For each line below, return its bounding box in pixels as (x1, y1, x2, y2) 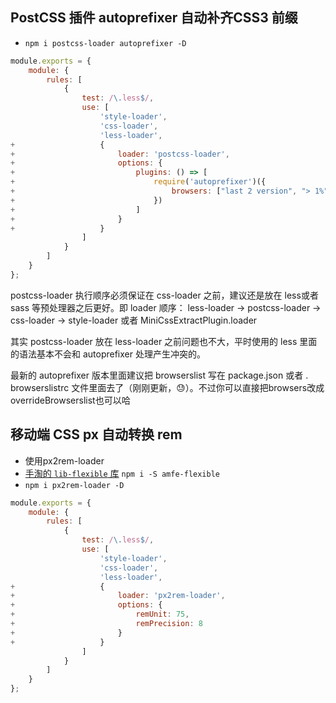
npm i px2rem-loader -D (24, 480, 125, 490)
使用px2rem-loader (24, 454, 105, 467)
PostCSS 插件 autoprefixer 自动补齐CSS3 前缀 (10, 9, 298, 27)
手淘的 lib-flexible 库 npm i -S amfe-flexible (24, 467, 221, 479)
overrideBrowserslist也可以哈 (10, 394, 131, 406)
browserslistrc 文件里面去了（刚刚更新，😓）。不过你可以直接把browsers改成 (10, 381, 325, 393)
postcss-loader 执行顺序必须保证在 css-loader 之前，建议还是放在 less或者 (10, 289, 319, 301)
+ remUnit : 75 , (10, 609, 190, 620)
